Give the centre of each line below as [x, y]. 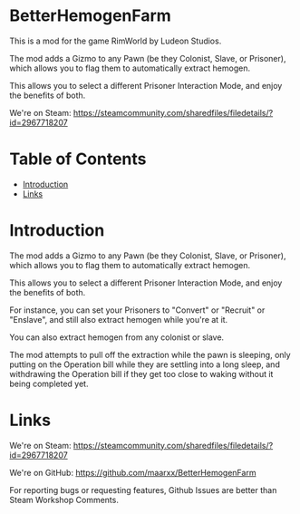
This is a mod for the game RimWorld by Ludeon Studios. [116, 41]
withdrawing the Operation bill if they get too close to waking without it [141, 373]
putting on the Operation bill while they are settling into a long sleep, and [145, 364]
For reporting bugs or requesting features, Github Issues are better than [143, 490]
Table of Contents [78, 159]
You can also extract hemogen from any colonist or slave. [117, 337]
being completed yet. [49, 383]
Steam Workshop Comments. [64, 499]
